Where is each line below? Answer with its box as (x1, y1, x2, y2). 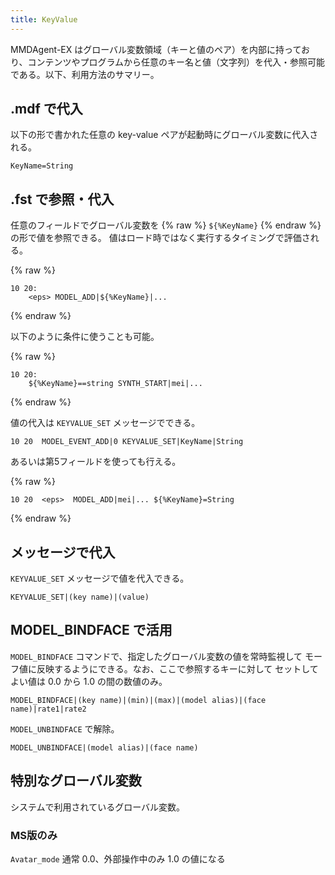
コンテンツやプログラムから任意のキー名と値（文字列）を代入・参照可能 (27, 56, 326, 68)
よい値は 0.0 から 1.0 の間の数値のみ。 (10, 675, 168, 687)
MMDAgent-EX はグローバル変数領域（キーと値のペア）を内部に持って (10, 43, 302, 55)
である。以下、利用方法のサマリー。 (10, 68, 160, 80)
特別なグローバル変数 (10, 772, 142, 790)
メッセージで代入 (10, 544, 116, 561)
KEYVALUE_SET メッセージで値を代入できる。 (10, 572, 190, 585)
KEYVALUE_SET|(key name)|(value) (10, 592, 150, 603)
